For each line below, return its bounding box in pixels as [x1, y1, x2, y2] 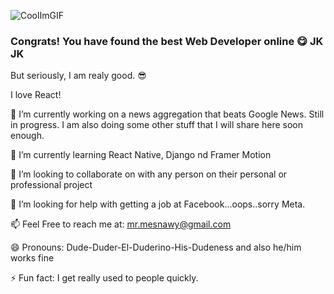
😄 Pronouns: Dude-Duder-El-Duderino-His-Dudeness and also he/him [10, 241, 302, 254]
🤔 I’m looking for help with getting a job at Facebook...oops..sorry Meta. [10, 198, 306, 210]
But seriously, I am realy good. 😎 [10, 70, 147, 82]
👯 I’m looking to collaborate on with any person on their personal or [10, 168, 288, 180]
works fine [10, 252, 55, 264]
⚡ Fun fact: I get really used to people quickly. [10, 272, 199, 284]
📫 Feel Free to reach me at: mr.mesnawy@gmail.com [10, 218, 232, 230]
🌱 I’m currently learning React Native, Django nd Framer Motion [10, 149, 272, 161]
